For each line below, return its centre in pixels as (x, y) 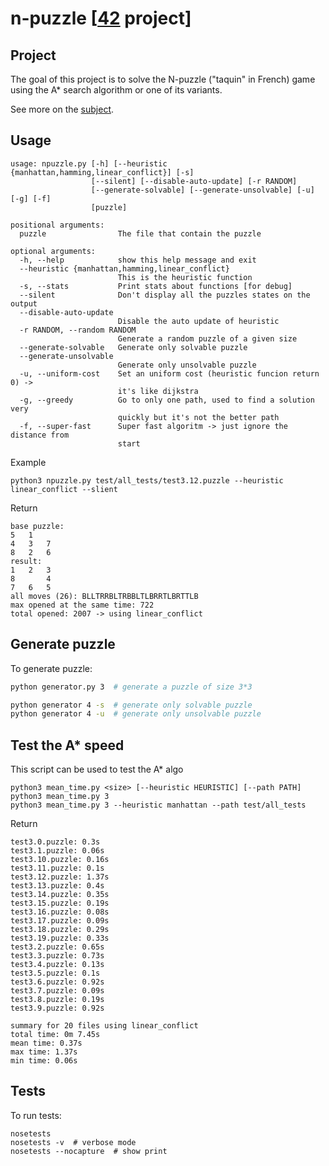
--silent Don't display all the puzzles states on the (165, 295)
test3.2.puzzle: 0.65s (57, 947)
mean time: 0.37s (46, 1043)
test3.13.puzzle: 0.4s (57, 886)
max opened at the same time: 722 (82, 605)
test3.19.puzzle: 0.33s (60, 938)
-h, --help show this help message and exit (138, 260)
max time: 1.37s (44, 1052)
